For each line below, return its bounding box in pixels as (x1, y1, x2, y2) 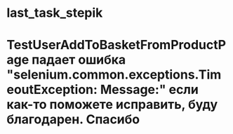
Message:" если (100, 82, 199, 98)
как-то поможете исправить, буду (6, 97, 218, 113)
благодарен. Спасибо (6, 112, 140, 128)
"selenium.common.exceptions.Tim (6, 67, 222, 83)
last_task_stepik (6, 5, 103, 21)
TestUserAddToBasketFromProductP (6, 37, 226, 53)
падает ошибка (32, 52, 126, 68)
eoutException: (6, 82, 98, 98)
